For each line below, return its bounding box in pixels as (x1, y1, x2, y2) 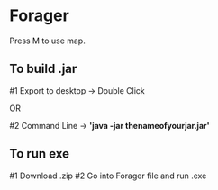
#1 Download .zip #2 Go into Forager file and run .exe (9, 170, 207, 181)
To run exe (9, 146, 70, 162)
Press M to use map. (9, 35, 86, 46)
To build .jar (9, 61, 77, 77)
